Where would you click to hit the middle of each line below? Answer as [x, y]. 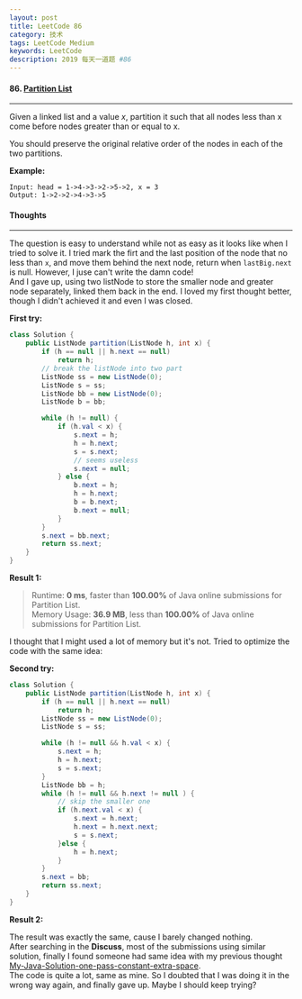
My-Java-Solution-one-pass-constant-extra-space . [105, 966]
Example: [27, 171]
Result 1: [26, 578]
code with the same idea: [56, 651]
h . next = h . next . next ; [116, 827]
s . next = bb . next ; [76, 536]
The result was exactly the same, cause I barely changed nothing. [131, 937]
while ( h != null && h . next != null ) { [118, 794]
